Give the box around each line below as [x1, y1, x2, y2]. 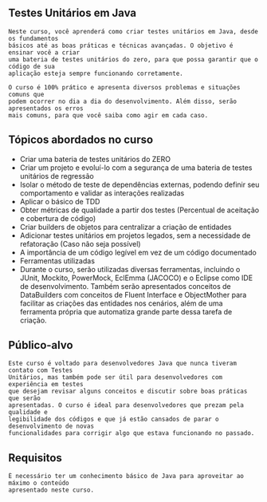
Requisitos [8, 451, 62, 464]
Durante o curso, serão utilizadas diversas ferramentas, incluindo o [19, 264, 241, 274]
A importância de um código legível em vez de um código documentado [19, 247, 257, 257]
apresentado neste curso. [8, 486, 94, 494]
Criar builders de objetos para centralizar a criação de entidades [19, 222, 232, 231]
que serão [8, 394, 41, 402]
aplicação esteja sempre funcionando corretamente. [8, 69, 183, 77]
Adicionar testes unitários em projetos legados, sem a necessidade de [19, 231, 251, 240]
